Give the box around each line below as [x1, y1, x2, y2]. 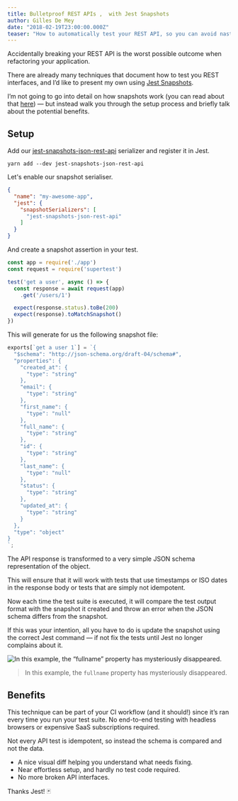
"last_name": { [20, 462, 65, 470]
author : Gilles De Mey [7, 17, 74, 24]
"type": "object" [13, 529, 65, 536]
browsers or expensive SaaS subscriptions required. [7, 723, 160, 731]
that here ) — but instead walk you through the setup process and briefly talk [7, 100, 230, 108]
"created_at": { [20, 364, 69, 371]
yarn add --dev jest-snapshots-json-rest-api [7, 160, 144, 167]
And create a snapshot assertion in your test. [7, 245, 139, 254]
